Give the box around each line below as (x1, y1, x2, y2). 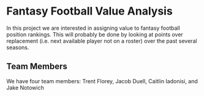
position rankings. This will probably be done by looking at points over (6, 30, 184, 38)
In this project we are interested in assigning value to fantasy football (6, 24, 181, 32)
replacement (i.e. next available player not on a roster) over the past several (6, 37, 197, 44)
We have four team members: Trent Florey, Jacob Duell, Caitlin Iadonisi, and (6, 77, 198, 84)
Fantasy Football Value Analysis (6, 4, 173, 18)
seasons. (6, 44, 29, 51)
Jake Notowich (6, 84, 44, 91)
